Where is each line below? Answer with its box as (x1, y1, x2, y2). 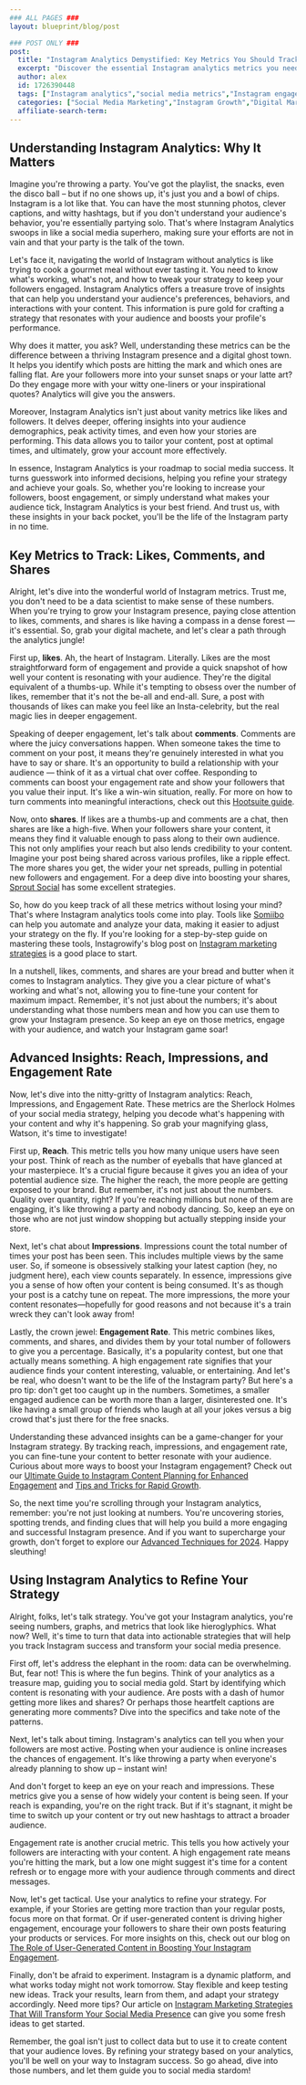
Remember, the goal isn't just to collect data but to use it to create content (9, 2036, 288, 2047)
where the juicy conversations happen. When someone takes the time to (9, 738, 280, 749)
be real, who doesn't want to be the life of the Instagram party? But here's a (9, 1374, 293, 1385)
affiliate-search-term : (17, 106, 107, 115)
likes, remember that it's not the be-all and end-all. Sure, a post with (9, 691, 265, 701)
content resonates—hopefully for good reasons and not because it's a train (9, 1299, 291, 1310)
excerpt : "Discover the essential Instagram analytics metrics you (17, 64, 280, 73)
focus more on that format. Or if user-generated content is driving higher (9, 1912, 282, 1923)
